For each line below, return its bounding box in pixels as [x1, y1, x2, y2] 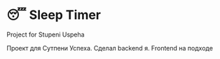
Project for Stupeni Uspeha [6, 30, 85, 39]
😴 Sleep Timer [6, 7, 102, 23]
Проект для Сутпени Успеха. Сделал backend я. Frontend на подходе [6, 44, 213, 52]
